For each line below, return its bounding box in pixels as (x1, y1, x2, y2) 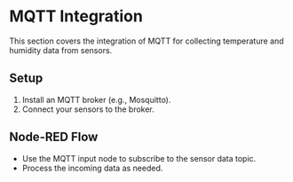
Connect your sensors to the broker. (21, 104, 155, 115)
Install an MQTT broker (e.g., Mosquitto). (21, 94, 171, 105)
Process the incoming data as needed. (21, 162, 163, 173)
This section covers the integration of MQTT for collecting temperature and (9, 36, 284, 46)
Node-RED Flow (9, 130, 99, 145)
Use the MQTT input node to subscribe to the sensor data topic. (21, 153, 257, 163)
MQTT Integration (9, 6, 144, 27)
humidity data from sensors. (9, 44, 113, 55)
